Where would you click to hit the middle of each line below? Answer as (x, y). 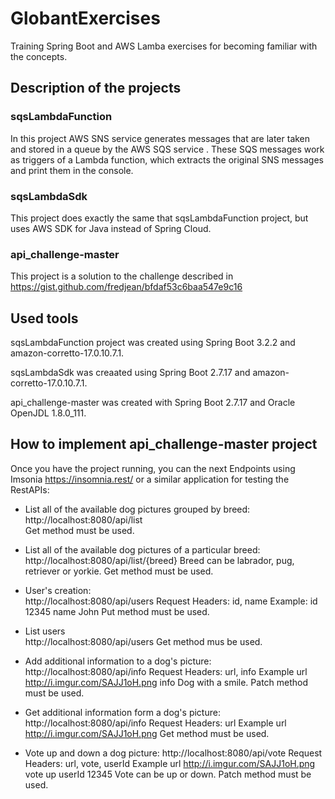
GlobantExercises (85, 18)
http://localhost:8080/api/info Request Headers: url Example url (155, 723)
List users (45, 631)
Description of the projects (96, 88)
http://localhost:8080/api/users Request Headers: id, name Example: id (171, 601)
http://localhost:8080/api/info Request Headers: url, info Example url (166, 671)
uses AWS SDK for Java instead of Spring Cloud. (111, 228)
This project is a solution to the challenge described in (122, 276)
